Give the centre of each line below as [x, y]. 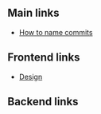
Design [31, 77]
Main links [33, 13]
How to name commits [56, 32]
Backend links [43, 102]
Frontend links [44, 58]
